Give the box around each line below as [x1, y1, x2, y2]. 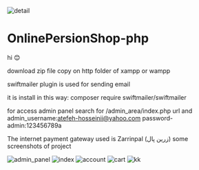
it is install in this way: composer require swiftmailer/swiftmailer [7, 93, 187, 101]
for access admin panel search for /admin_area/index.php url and [7, 107, 193, 115]
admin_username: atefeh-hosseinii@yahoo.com [7, 114, 141, 122]
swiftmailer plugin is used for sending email [7, 80, 131, 88]
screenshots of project [7, 142, 72, 150]
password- [142, 114, 174, 122]
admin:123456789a [7, 121, 62, 129]
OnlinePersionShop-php [7, 31, 149, 46]
